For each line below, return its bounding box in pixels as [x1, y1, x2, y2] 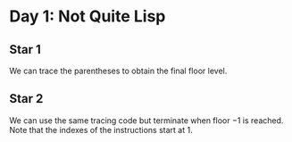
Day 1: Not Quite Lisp [9, 6, 166, 27]
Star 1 [9, 42, 42, 57]
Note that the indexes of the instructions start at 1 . [9, 124, 194, 135]
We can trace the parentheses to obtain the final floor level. [9, 65, 228, 76]
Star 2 [9, 91, 44, 106]
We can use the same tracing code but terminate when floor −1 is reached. [9, 114, 284, 126]
